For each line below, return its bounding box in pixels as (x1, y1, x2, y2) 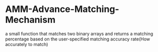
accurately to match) (5, 41, 48, 47)
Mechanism (5, 14, 56, 25)
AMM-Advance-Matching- (5, 3, 119, 15)
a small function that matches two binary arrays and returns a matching (5, 30, 153, 36)
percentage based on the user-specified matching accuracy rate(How (5, 36, 150, 42)
